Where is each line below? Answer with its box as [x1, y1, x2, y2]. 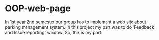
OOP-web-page [5, 3, 71, 14]
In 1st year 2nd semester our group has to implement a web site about [5, 19, 146, 25]
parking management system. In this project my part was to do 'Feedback [5, 24, 155, 30]
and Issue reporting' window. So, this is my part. [5, 29, 103, 35]
